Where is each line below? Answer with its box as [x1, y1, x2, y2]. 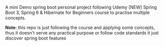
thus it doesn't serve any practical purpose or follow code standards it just [5, 30, 159, 35]
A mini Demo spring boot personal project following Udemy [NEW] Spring [5, 4, 157, 10]
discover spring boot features [5, 35, 67, 41]
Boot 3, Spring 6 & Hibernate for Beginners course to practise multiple [5, 9, 150, 15]
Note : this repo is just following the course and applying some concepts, [5, 24, 155, 30]
